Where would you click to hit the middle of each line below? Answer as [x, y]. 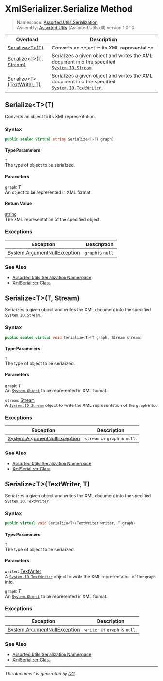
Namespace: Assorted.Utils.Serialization [57, 22]
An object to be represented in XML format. [49, 192]
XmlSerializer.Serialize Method [69, 9]
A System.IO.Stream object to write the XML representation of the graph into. [81, 405]
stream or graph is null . [111, 438]
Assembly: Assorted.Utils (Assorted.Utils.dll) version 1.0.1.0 [76, 27]
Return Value [18, 203]
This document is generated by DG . [41, 674]
